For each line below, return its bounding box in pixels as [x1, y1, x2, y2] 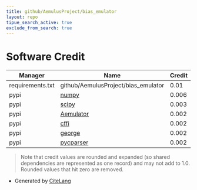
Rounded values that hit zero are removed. [20, 166, 124, 173]
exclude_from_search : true [6, 25, 72, 31]
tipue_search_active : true [6, 19, 72, 25]
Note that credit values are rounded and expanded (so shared [20, 154, 171, 161]
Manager [18, 72, 45, 80]
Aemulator [60, 110, 89, 118]
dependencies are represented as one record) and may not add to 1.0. [20, 160, 190, 167]
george [60, 129, 81, 137]
